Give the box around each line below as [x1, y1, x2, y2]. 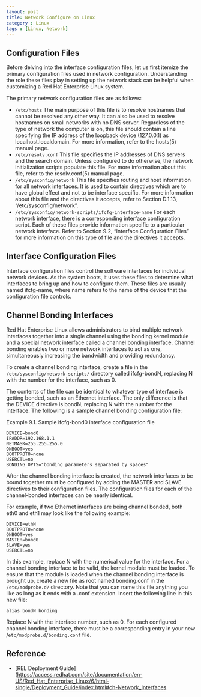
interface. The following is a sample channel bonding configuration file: [6, 407, 182, 414]
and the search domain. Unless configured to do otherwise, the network [14, 157, 193, 165]
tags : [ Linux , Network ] [6, 25, 68, 32]
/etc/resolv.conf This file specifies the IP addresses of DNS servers [14, 151, 185, 158]
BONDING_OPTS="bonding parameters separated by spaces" [6, 461, 149, 467]
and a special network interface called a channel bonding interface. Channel [6, 339, 195, 346]
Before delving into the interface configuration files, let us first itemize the [6, 64, 188, 71]
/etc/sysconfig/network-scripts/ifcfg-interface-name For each [14, 208, 176, 216]
